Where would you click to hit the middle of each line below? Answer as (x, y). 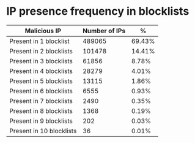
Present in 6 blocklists (41, 91)
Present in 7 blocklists (41, 101)
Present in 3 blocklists (41, 61)
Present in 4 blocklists (41, 71)
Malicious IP (43, 31)
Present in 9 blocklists (41, 121)
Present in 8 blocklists (41, 110)
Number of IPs (104, 31)
